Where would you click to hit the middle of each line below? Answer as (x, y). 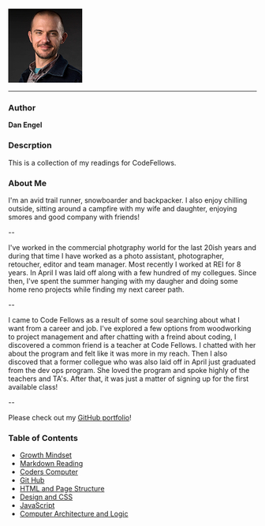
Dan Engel (25, 125)
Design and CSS (46, 497)
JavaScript (37, 505)
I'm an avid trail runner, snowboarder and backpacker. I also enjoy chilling (128, 200)
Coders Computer (49, 472)
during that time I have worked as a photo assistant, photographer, (116, 256)
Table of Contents (43, 438)
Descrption (30, 145)
